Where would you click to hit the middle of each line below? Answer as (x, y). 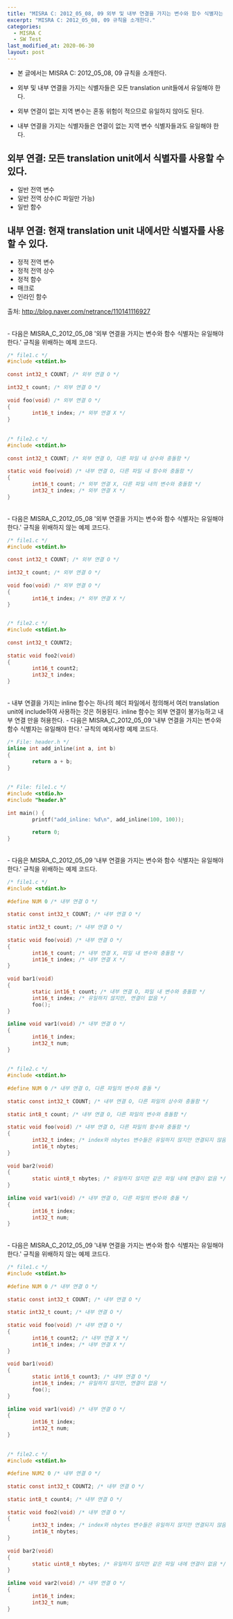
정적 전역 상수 (36, 271)
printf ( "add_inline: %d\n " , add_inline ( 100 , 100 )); (109, 819)
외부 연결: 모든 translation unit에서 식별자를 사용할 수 (116, 159)
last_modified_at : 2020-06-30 (51, 46)
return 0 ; (46, 832)
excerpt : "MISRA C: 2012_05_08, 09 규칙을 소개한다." (81, 20)
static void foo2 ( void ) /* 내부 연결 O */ (67, 1512)
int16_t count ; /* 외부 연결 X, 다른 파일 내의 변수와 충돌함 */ (117, 484)
